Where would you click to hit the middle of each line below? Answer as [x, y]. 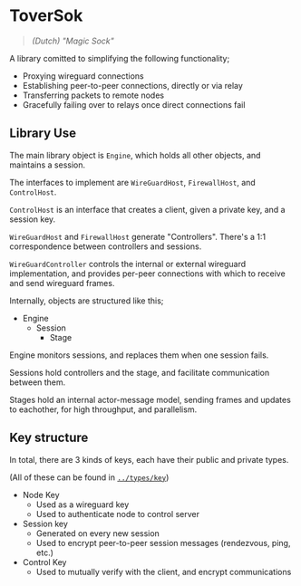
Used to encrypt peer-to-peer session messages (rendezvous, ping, [163, 543]
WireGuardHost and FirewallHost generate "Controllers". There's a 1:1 [137, 236]
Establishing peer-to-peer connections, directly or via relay [132, 85]
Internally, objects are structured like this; [87, 301]
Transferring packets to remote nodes [93, 95]
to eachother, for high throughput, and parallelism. [103, 409]
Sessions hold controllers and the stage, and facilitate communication [140, 372]
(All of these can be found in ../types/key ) [89, 477]
